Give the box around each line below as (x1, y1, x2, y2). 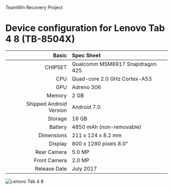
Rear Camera (35, 148, 67, 156)
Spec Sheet (72, 51, 101, 59)
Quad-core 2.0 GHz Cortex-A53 (72, 75, 152, 82)
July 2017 (72, 165, 97, 172)
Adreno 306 (72, 83, 101, 90)
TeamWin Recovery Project (5, 5, 63, 10)
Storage (47, 115, 67, 122)
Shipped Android (26, 100, 67, 107)
